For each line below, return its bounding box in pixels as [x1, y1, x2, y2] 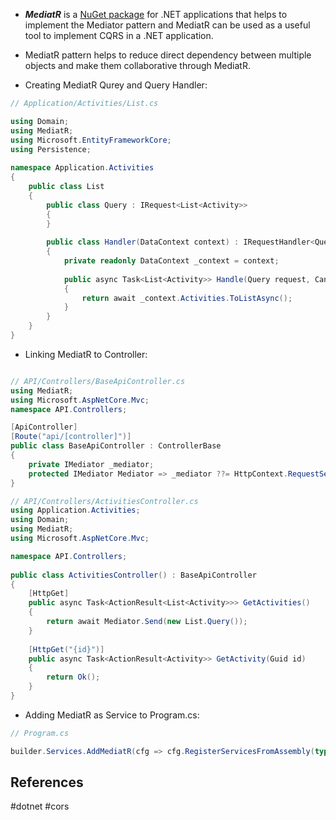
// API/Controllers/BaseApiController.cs [10, 376, 186, 386]
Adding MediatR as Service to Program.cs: [24, 709, 200, 721]
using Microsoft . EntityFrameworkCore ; [10, 135, 172, 145]
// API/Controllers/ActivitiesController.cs [10, 496, 199, 506]
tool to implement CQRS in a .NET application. [24, 30, 214, 41]
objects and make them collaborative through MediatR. [24, 60, 251, 71]
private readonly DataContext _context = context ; [63, 256, 280, 266]
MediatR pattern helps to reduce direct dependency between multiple [24, 49, 312, 61]
